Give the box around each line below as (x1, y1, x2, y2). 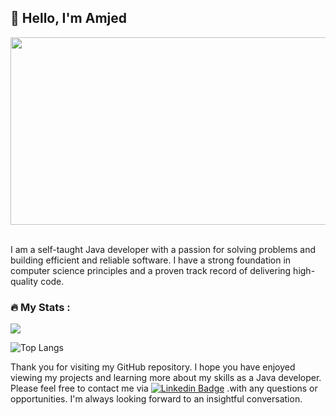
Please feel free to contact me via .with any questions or (10, 382, 318, 395)
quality (10, 275, 39, 287)
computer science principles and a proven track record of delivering (10, 264, 292, 276)
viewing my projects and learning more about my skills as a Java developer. (10, 372, 322, 384)
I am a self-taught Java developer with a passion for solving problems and (10, 243, 316, 255)
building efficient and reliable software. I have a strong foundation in (10, 254, 292, 266)
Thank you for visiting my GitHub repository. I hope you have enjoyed (10, 361, 296, 373)
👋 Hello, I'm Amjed (10, 10, 127, 27)
